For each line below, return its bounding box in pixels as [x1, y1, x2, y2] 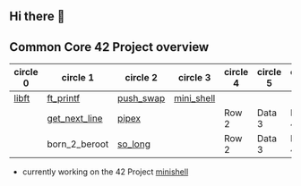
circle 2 [125, 72, 159, 84]
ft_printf [47, 92, 81, 105]
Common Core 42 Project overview [9, 39, 210, 55]
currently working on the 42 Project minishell [21, 166, 189, 177]
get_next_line [47, 113, 103, 125]
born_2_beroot [47, 138, 109, 150]
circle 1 [61, 72, 95, 84]
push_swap [117, 92, 166, 105]
